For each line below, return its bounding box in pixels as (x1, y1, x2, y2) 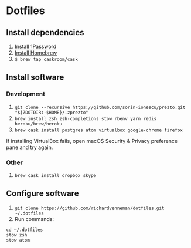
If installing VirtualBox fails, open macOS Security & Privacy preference (6, 137, 178, 144)
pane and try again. (6, 144, 53, 151)
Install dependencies (6, 28, 84, 38)
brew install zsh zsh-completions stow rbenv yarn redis (14, 115, 157, 121)
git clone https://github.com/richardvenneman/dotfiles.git (14, 205, 165, 211)
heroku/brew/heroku (14, 121, 63, 127)
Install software (6, 72, 64, 83)
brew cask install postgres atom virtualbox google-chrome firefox (14, 127, 183, 133)
